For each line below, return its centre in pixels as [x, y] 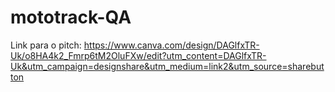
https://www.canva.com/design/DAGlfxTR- [171, 45]
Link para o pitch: [46, 45]
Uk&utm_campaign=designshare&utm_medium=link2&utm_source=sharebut [167, 66]
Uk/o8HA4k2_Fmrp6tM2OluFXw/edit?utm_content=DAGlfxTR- [138, 55]
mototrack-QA [71, 17]
